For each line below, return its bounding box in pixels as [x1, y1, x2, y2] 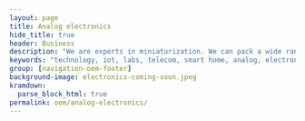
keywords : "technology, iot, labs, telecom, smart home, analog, [9, 55, 261, 65]
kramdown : [9, 81, 47, 90]
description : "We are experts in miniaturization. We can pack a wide [9, 47, 282, 56]
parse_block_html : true [17, 89, 107, 98]
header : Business [9, 38, 75, 48]
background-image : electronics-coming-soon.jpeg [9, 73, 197, 82]
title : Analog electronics [9, 22, 112, 31]
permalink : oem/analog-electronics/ [9, 97, 148, 107]
